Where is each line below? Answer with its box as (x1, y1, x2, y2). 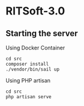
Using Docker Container (5, 44, 65, 51)
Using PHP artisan (5, 77, 51, 84)
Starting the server (5, 28, 79, 39)
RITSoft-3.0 (5, 4, 65, 18)
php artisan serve (5, 94, 52, 100)
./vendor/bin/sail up (5, 66, 60, 72)
